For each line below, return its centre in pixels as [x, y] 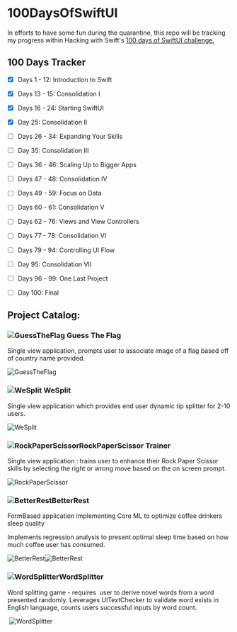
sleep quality [26, 524]
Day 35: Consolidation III [53, 151]
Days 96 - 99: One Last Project [63, 278]
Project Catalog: [44, 316]
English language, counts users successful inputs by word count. [102, 607]
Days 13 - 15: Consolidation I [59, 94]
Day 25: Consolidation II [52, 122]
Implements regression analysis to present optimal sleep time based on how [118, 537]
